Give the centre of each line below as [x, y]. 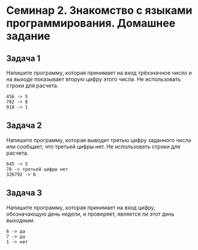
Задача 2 [24, 126]
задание [28, 36]
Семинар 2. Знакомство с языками [99, 11]
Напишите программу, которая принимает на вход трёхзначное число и [99, 73]
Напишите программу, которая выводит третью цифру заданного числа [99, 140]
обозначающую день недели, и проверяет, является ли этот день [90, 214]
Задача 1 [23, 58]
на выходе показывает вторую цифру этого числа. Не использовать [94, 79]
